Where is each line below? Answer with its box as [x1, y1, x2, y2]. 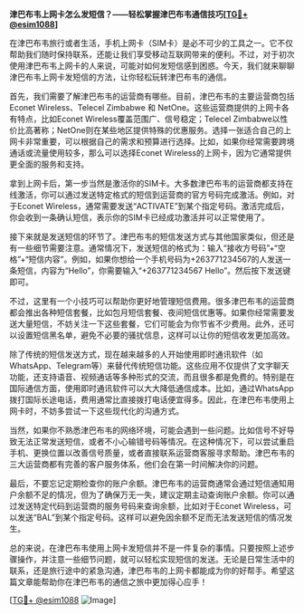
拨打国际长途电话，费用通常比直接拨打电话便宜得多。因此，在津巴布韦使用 [9, 394, 287, 405]
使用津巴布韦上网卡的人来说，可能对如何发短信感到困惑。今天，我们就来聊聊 [9, 61, 295, 71]
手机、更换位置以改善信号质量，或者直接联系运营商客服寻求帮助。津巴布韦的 [9, 447, 295, 458]
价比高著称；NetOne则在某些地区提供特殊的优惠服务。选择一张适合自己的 [9, 125, 284, 135]
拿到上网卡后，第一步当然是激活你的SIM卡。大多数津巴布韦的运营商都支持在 [9, 178, 294, 188]
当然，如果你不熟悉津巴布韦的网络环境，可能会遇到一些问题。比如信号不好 [9, 425, 287, 436]
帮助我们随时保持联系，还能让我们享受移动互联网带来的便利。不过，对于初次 [9, 49, 295, 60]
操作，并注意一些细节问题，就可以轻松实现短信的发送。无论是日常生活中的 [16, 554, 295, 564]
